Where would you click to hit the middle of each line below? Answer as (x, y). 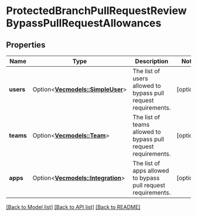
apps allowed (151, 171)
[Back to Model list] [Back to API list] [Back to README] (73, 207)
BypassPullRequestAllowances (84, 23)
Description (152, 61)
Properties (26, 45)
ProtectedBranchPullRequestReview (96, 11)
